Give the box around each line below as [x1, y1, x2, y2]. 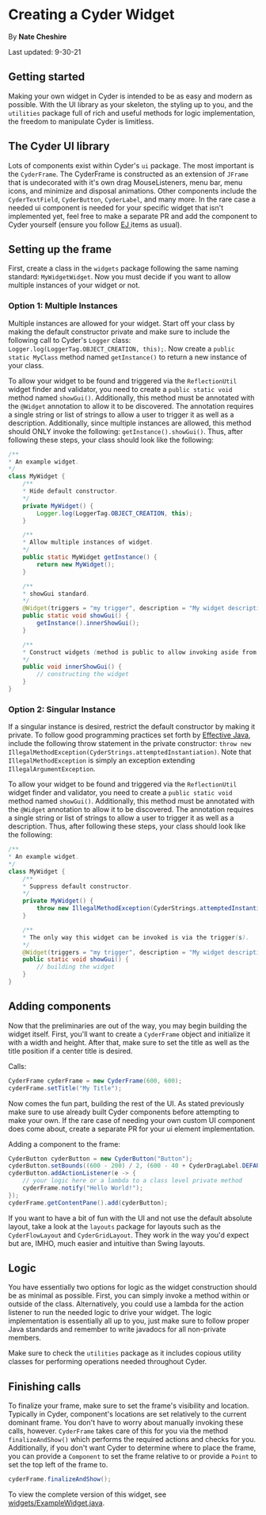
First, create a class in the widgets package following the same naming [8, 263, 239, 273]
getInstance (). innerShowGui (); [36, 619, 140, 628]
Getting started [8, 70, 85, 84]
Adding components [8, 1000, 112, 1013]
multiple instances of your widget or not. [8, 280, 141, 290]
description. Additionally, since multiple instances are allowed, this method [8, 418, 252, 428]
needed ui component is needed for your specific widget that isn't [8, 202, 224, 212]
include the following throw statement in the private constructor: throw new [8, 739, 252, 748]
